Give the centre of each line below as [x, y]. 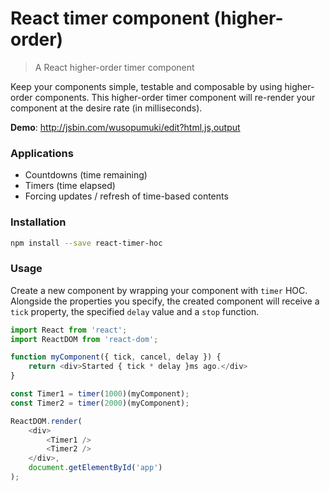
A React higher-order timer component [114, 67]
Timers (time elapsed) [70, 186]
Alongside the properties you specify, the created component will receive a [165, 301]
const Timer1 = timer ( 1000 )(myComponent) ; [100, 394]
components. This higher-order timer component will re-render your [175, 97]
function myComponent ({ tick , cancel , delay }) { [116, 357]
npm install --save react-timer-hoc [86, 243]
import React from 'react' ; [69, 330]
